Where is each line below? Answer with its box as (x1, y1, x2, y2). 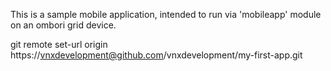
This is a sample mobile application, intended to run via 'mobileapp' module (10, 9, 322, 20)
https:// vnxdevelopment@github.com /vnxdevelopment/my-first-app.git (10, 49, 303, 61)
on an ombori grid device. (10, 19, 117, 31)
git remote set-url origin (10, 39, 108, 50)
